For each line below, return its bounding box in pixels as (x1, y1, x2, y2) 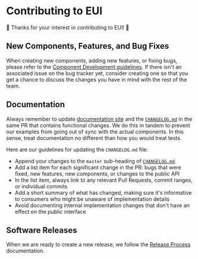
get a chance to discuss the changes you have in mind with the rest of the (6, 76, 187, 83)
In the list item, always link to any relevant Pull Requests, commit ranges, (14, 176, 193, 183)
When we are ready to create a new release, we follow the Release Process (6, 241, 191, 248)
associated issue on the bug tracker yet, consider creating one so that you (6, 70, 188, 77)
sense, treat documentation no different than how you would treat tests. (6, 134, 182, 141)
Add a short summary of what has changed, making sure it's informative (14, 189, 192, 196)
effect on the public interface (14, 208, 86, 215)
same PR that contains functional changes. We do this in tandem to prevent (6, 121, 190, 129)
